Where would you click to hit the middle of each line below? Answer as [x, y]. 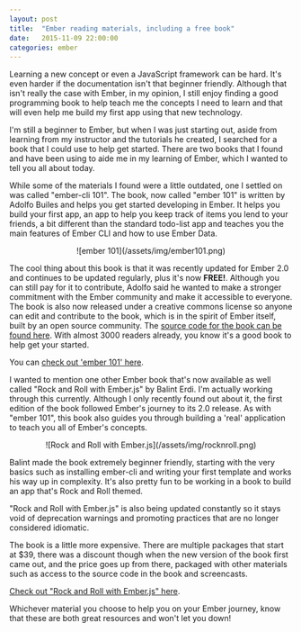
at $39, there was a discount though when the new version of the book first [149, 555]
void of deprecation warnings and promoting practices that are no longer [144, 519]
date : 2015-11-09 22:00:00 [64, 38]
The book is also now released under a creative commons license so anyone [151, 307]
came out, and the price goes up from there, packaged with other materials [148, 564]
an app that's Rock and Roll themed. [76, 492]
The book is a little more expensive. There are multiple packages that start [147, 546]
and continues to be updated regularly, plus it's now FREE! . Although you [145, 278]
